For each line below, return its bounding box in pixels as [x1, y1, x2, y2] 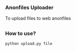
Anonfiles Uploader [5, 4, 54, 11]
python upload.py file [5, 41, 52, 46]
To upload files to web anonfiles [5, 15, 71, 21]
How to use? [5, 29, 36, 36]
